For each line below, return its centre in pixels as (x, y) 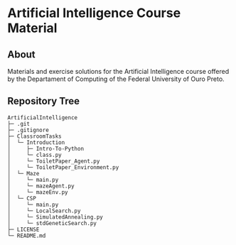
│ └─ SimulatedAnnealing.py (55, 217)
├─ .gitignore (28, 130)
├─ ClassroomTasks (34, 136)
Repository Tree (44, 101)
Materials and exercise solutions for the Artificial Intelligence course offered (118, 71)
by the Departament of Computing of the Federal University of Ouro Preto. (116, 79)
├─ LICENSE (23, 229)
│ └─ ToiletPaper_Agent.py (54, 161)
